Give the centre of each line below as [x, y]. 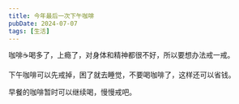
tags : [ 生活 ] [29, 31]
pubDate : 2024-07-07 [43, 24]
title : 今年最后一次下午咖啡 [51, 16]
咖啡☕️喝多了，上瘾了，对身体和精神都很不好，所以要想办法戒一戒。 [122, 55]
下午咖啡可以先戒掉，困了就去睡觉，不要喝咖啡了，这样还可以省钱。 [122, 75]
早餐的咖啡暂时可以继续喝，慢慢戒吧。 [72, 92]
